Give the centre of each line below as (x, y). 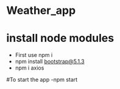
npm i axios (30, 68)
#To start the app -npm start (42, 80)
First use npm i (34, 55)
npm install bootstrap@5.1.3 (50, 62)
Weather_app (41, 11)
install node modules (60, 38)
